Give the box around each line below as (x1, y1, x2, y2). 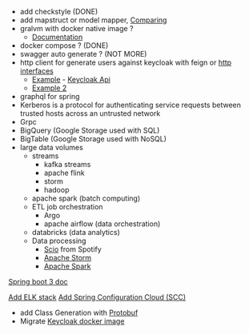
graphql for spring (19, 92, 80, 101)
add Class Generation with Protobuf (19, 308, 139, 317)
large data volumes (19, 143, 84, 152)
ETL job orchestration (31, 202, 103, 211)
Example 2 (31, 83, 67, 93)
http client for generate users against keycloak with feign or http (19, 58, 232, 67)
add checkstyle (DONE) (19, 7, 98, 16)
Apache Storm (43, 253, 92, 262)
